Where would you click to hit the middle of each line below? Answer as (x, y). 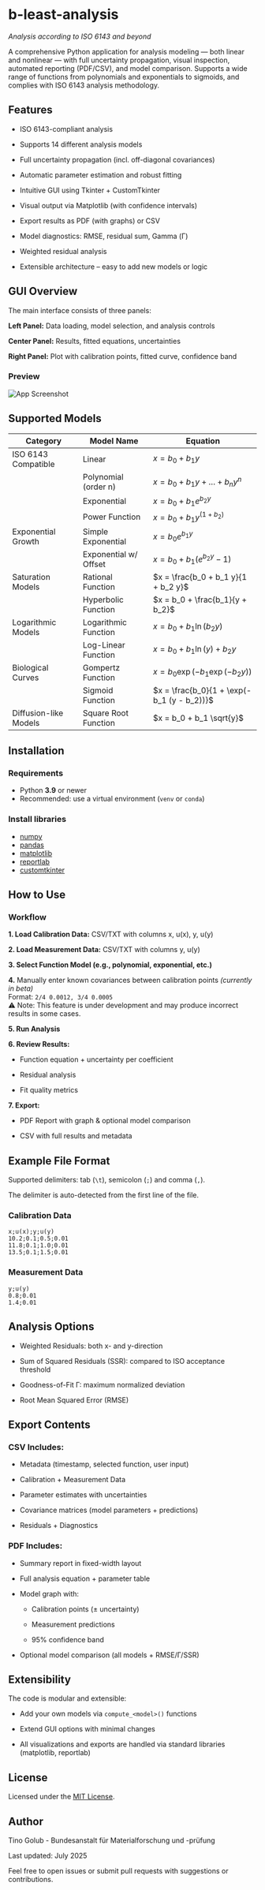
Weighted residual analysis (63, 251)
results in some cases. (45, 1014)
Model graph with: (49, 1593)
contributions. (31, 1880)
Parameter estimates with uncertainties (83, 1495)
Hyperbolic (103, 599)
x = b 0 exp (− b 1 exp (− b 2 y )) (202, 673)
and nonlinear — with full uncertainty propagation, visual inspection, (119, 60)
